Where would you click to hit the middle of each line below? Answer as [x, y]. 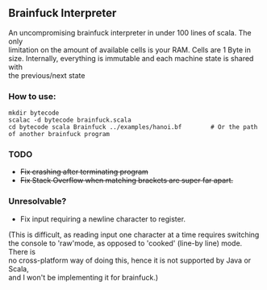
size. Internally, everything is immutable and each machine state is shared [131, 58]
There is [22, 251]
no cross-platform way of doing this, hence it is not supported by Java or [130, 260]
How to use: [32, 96]
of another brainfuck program [59, 135]
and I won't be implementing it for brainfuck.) [83, 277]
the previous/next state [47, 75]
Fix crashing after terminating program [84, 172]
